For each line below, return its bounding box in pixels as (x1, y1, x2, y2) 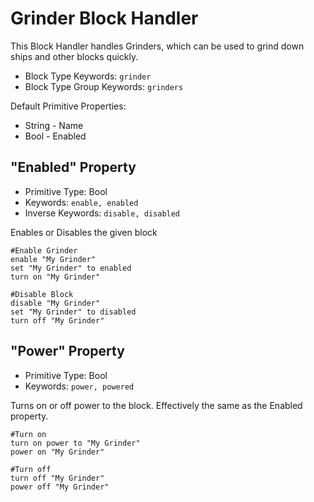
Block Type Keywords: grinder (24, 70, 152, 82)
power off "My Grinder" (10, 482, 110, 492)
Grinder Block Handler (10, 7, 199, 30)
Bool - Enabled (24, 130, 87, 142)
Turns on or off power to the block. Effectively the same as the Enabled (10, 399, 303, 411)
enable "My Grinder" (10, 254, 97, 264)
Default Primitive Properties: (10, 100, 127, 112)
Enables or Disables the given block (10, 226, 158, 238)
